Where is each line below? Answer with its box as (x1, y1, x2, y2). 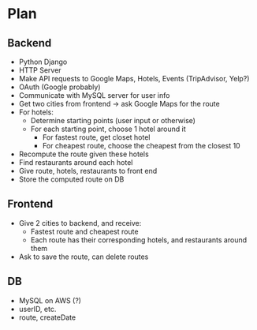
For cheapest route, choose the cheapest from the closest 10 (42, 141, 241, 150)
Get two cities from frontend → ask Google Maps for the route (18, 99, 220, 108)
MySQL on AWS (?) (18, 295, 82, 305)
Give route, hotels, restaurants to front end (18, 167, 158, 175)
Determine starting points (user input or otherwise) (30, 116, 196, 125)
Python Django (18, 57, 68, 66)
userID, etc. (18, 304, 57, 313)
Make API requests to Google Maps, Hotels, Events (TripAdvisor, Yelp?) (18, 74, 250, 83)
